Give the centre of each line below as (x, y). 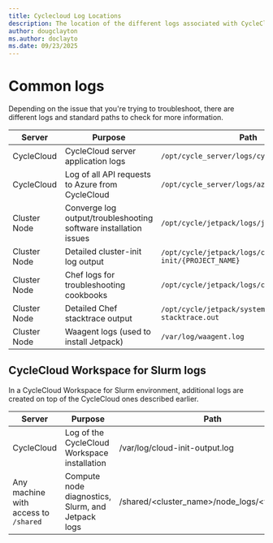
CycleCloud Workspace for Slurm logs (108, 371)
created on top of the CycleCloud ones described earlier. (104, 399)
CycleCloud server (100, 151)
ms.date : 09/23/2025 (43, 46)
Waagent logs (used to (108, 332)
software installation (103, 228)
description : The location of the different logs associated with (123, 24)
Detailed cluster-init (103, 252)
